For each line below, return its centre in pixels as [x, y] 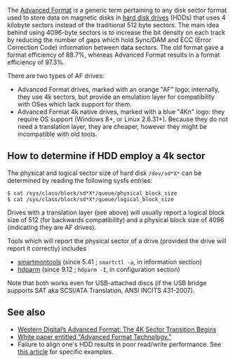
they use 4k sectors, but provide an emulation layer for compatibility [116, 97]
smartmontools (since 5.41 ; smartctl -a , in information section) [109, 261]
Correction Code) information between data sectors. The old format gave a [116, 47]
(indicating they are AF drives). [52, 227]
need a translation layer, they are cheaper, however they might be [112, 126]
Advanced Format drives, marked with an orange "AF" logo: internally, [118, 89]
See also [26, 312]
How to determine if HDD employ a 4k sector [106, 156]
